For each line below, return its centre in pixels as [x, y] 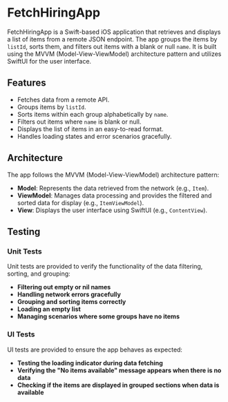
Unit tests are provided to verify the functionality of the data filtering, [105, 267]
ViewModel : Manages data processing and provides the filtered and [114, 195]
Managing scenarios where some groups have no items [98, 316]
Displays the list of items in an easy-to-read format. [90, 128]
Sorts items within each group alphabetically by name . [93, 114]
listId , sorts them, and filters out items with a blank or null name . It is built [112, 46]
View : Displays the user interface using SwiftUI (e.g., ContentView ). [112, 210]
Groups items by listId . [51, 107]
